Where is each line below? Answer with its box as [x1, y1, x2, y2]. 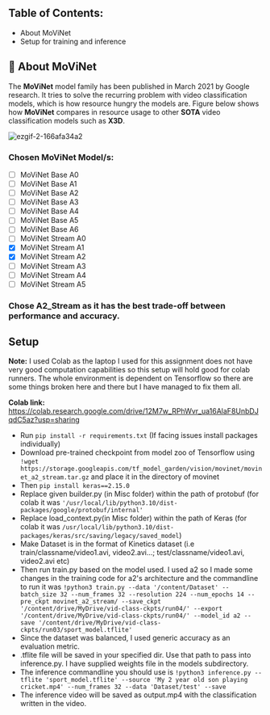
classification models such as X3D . [8, 116, 125, 125]
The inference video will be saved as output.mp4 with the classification [19, 690, 257, 700]
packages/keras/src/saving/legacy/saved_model [19, 532, 180, 540]
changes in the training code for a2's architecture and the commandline [19, 574, 259, 583]
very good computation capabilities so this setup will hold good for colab [8, 365, 251, 375]
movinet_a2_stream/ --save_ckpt [52, 598, 161, 606]
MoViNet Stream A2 [19, 252, 86, 262]
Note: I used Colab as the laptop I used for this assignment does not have [8, 356, 253, 366]
